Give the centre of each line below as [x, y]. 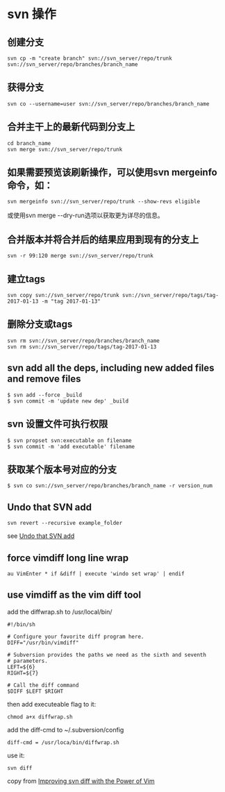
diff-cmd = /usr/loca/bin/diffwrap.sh [63, 742]
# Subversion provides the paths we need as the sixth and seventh [107, 655]
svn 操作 [32, 14]
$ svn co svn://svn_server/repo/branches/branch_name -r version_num [110, 486]
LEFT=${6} [22, 667]
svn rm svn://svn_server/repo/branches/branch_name [83, 341]
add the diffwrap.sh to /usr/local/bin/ [60, 612]
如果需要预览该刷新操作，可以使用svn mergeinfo [112, 172]
